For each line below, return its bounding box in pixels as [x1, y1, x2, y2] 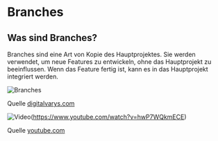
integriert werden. [7, 72, 59, 81]
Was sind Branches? [7, 32, 98, 44]
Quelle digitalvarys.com [7, 99, 75, 108]
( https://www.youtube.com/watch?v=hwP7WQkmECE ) [31, 113, 187, 121]
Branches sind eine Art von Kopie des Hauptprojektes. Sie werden [7, 50, 196, 58]
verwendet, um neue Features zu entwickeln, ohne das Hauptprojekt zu [7, 58, 212, 66]
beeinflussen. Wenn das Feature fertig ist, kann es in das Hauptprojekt [7, 65, 208, 73]
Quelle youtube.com [7, 126, 65, 134]
